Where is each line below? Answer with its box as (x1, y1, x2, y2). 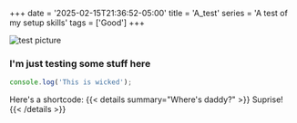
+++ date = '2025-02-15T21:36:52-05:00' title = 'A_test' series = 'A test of (9, 8, 289, 18)
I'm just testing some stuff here (9, 57, 151, 70)
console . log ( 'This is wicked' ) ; (9, 78, 132, 87)
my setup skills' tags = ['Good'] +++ (9, 17, 146, 28)
